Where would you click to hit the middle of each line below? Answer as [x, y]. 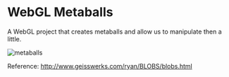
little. [14, 38]
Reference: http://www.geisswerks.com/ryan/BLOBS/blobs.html [100, 66]
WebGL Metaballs [60, 12]
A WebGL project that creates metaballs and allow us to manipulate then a [114, 31]
